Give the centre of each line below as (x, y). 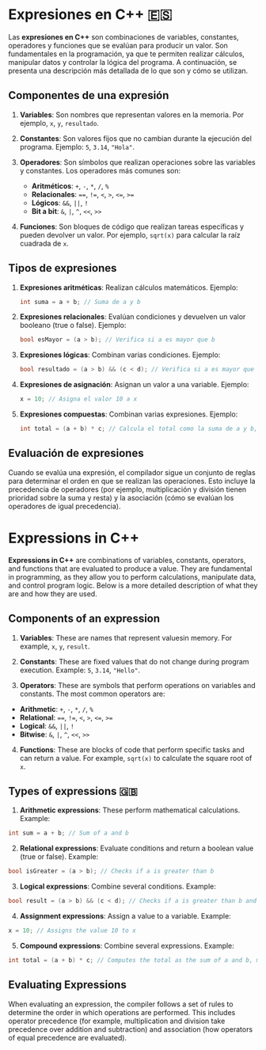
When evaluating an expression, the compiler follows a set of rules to (121, 1004)
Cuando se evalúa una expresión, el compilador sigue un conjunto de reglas (132, 472)
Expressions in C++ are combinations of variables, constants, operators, (127, 560)
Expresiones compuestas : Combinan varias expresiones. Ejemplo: (129, 414)
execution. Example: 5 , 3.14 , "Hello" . (80, 670)
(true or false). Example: (59, 857)
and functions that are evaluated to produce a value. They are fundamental (130, 569)
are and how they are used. (53, 593)
